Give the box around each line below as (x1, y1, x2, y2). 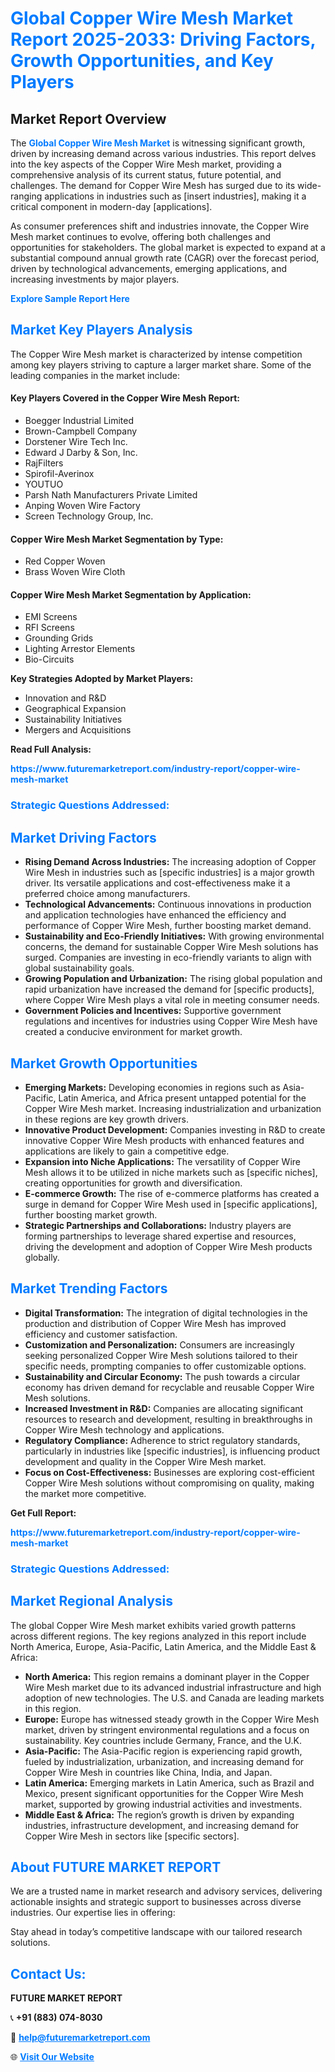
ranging (10, 190, 43, 202)
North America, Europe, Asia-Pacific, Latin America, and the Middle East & (10, 1640, 317, 1652)
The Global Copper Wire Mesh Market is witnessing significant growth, (10, 137, 306, 149)
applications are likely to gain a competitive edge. (24, 1145, 230, 1157)
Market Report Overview (10, 110, 167, 127)
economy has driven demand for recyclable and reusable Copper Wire (24, 1381, 315, 1393)
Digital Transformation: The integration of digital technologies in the (24, 1307, 308, 1319)
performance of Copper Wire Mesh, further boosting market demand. (24, 920, 312, 932)
